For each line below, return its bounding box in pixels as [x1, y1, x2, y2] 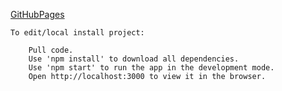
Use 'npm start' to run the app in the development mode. [28, 63, 275, 73]
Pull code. [28, 45, 74, 55]
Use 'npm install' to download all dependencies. [28, 54, 240, 64]
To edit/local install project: [10, 28, 145, 38]
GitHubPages [10, 9, 65, 20]
